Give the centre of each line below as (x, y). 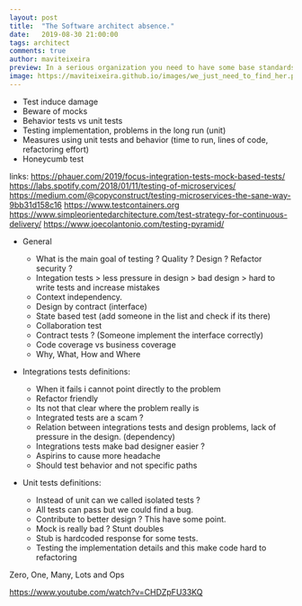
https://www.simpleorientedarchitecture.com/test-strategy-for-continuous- (148, 214)
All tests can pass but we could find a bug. (115, 509)
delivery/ (26, 224)
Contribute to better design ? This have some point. (131, 519)
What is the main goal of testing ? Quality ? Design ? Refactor (149, 259)
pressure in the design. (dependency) (105, 436)
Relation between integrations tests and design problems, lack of (156, 426)
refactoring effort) (56, 149)
